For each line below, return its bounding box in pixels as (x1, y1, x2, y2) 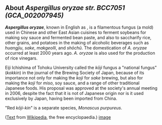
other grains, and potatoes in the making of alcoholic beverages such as (5, 40, 149, 46)
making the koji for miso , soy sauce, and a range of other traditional (5, 80, 140, 86)
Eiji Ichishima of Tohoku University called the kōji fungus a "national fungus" (5, 64, 157, 70)
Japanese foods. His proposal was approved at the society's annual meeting (5, 85, 158, 91)
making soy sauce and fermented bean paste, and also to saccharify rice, (5, 34, 151, 40)
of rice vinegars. (5, 55, 38, 61)
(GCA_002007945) (5, 12, 64, 20)
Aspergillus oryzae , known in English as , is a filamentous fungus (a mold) (5, 24, 154, 30)
